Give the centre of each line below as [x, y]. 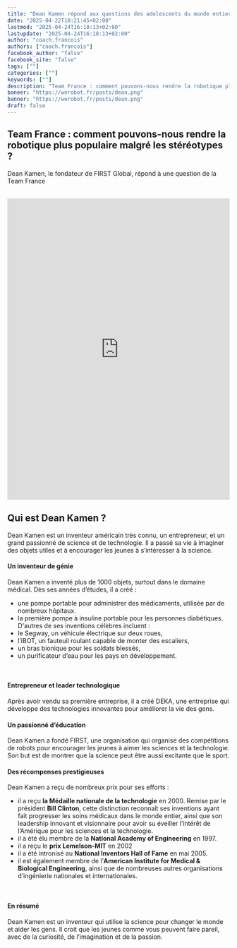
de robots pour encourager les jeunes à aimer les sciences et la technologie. [119, 748]
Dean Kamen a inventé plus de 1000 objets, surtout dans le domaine [107, 582]
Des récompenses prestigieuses [56, 772]
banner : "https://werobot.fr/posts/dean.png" [75, 100]
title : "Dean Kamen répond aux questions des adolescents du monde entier [120, 14]
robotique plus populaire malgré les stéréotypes [115, 145]
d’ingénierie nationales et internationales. [77, 876]
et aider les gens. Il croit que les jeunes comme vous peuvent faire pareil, [114, 929]
